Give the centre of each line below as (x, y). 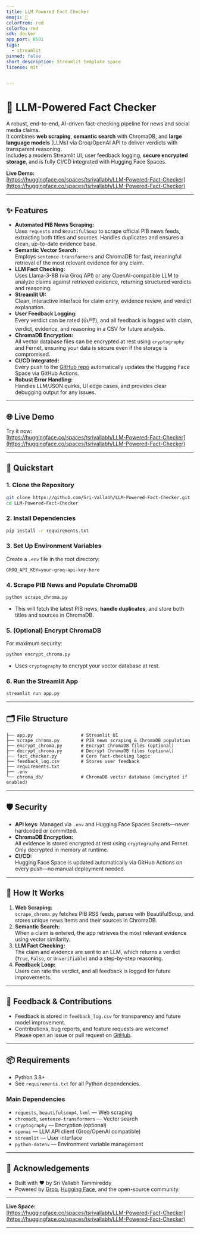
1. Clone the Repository (40, 485)
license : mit (22, 67)
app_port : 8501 (25, 39)
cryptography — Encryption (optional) (61, 1125)
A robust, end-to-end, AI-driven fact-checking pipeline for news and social (98, 124)
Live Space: (21, 1206)
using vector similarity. (43, 939)
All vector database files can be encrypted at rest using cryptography (99, 341)
